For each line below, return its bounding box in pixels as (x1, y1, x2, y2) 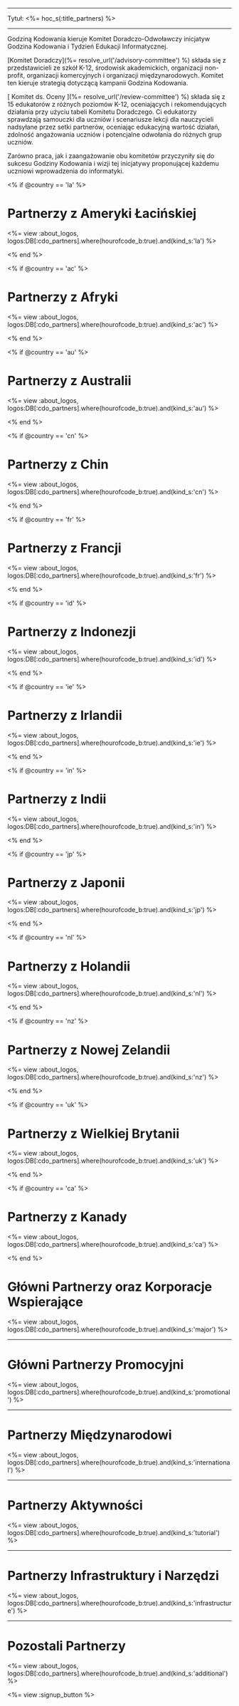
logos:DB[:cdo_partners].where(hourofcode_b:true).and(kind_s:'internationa (7, 1458, 230, 1467)
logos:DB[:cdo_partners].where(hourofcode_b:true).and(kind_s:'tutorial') (7, 1528, 221, 1537)
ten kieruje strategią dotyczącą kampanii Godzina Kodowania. (7, 79, 188, 87)
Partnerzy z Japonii (7, 874, 126, 891)
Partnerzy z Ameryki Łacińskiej (7, 206, 197, 221)
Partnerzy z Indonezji (7, 624, 137, 639)
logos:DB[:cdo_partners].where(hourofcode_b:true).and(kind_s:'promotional (7, 1388, 230, 1396)
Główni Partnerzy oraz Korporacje (7, 1279, 212, 1295)
